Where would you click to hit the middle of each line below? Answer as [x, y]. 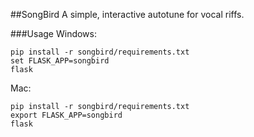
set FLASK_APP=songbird [60, 61]
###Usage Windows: [54, 33]
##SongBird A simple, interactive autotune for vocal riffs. [127, 14]
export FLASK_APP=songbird [66, 115]
